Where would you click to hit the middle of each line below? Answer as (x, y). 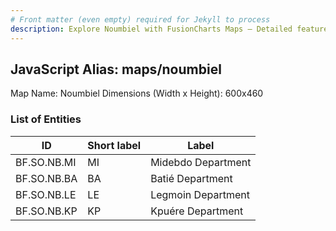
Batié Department (191, 178)
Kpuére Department (197, 211)
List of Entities (46, 119)
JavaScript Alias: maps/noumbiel (116, 69)
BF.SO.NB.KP (46, 211)
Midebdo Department (201, 162)
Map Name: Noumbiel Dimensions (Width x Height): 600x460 (137, 93)
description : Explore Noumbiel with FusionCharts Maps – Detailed (151, 29)
